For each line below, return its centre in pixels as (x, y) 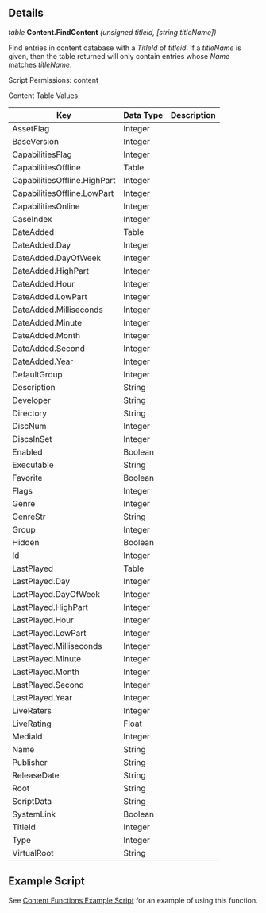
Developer (32, 400)
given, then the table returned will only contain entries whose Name (119, 56)
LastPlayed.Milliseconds (57, 646)
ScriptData (32, 801)
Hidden (26, 542)
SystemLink (34, 814)
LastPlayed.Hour (43, 620)
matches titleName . (40, 64)
